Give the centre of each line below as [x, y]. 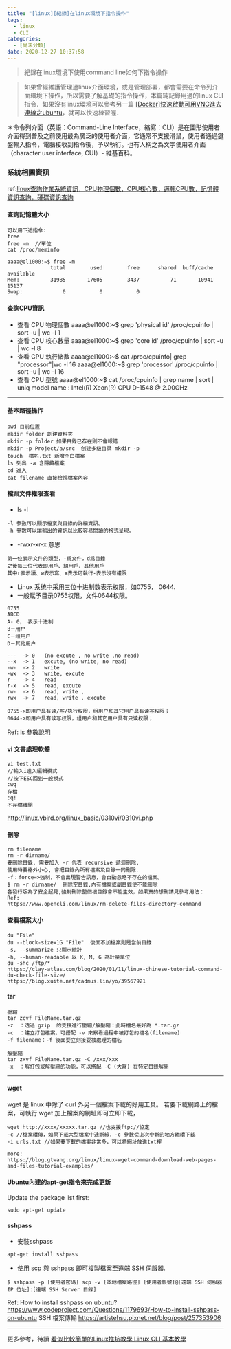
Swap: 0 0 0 [73, 292]
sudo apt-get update [37, 1210]
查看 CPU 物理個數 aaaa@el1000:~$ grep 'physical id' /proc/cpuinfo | [115, 324]
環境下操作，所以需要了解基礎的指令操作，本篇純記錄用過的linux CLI [126, 95]
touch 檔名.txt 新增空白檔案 [46, 456]
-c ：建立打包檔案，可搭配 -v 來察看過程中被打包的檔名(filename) [94, 1033]
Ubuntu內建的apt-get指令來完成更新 [59, 1182]
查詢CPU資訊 [26, 308]
